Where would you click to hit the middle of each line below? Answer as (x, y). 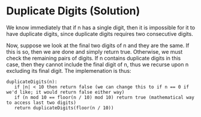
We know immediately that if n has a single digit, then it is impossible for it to (101, 27)
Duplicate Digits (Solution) (73, 11)
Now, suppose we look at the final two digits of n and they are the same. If (98, 45)
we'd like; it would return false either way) (65, 92)
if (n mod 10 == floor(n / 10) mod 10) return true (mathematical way (104, 97)
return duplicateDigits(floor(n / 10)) (64, 108)
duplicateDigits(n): (32, 82)
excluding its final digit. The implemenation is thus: (69, 70)
